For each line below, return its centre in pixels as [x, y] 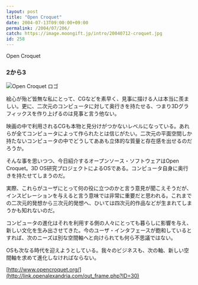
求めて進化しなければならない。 [60, 258]
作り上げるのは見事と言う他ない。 [78, 114]
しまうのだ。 [53, 176]
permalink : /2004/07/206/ [38, 28]
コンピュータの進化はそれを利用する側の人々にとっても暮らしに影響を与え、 [99, 223]
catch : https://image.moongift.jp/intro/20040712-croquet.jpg [84, 34]
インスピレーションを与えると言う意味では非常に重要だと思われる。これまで [99, 196]
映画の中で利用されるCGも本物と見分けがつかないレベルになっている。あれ [98, 126]
